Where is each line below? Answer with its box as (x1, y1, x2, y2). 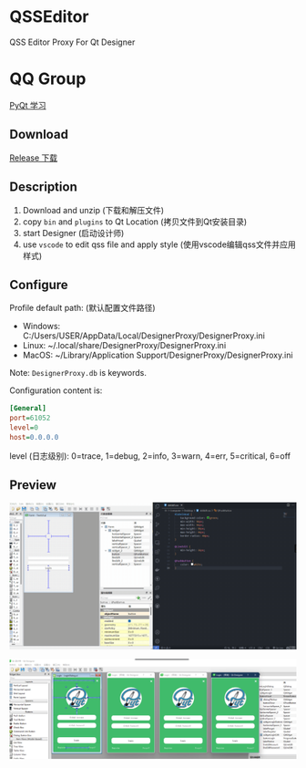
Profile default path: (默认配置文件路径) (9, 303, 156, 314)
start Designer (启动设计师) (22, 227, 125, 238)
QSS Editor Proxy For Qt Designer (9, 36, 136, 47)
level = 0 (9, 423, 39, 432)
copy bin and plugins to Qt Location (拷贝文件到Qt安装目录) (22, 216, 248, 227)
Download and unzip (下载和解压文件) (22, 204, 165, 215)
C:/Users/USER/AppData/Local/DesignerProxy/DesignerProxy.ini (22, 330, 266, 341)
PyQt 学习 (9, 99, 47, 110)
